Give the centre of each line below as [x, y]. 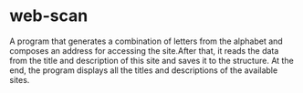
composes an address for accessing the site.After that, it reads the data [144, 50]
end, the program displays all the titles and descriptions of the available [144, 70]
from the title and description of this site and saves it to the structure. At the [151, 60]
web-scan [49, 16]
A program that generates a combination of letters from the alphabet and [146, 41]
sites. [20, 79]
